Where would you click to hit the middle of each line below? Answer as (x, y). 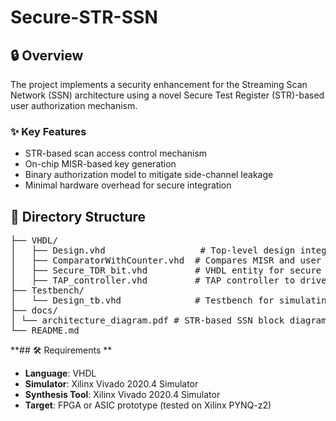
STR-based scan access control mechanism (116, 153)
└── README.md (45, 330)
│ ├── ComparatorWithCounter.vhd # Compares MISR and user (166, 260)
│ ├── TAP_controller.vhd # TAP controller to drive (168, 280)
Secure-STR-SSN (84, 17)
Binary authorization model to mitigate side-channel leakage (149, 175)
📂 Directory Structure (78, 216)
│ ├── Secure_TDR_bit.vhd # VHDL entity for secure (166, 270)
